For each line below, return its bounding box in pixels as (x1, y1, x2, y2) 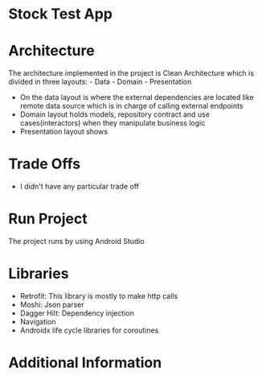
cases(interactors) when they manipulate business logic (19, 118, 206, 128)
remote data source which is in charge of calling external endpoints (19, 101, 244, 111)
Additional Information (8, 353, 162, 372)
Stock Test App (8, 5, 113, 23)
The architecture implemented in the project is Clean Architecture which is (8, 68, 255, 78)
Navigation (19, 316, 56, 326)
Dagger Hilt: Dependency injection (19, 308, 134, 318)
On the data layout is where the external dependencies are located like (19, 93, 255, 102)
